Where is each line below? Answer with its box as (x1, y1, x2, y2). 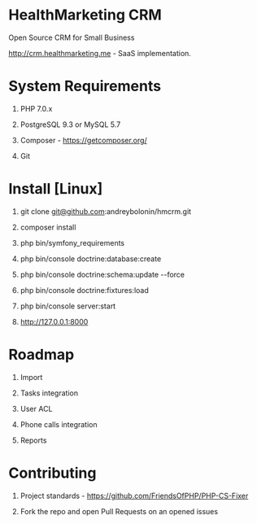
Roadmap (8, 346, 75, 364)
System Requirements (8, 77, 161, 95)
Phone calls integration (20, 419, 98, 429)
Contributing (8, 464, 97, 482)
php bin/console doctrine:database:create (20, 254, 162, 264)
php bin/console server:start (20, 301, 116, 311)
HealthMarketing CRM (8, 6, 163, 24)
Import (20, 372, 43, 382)
